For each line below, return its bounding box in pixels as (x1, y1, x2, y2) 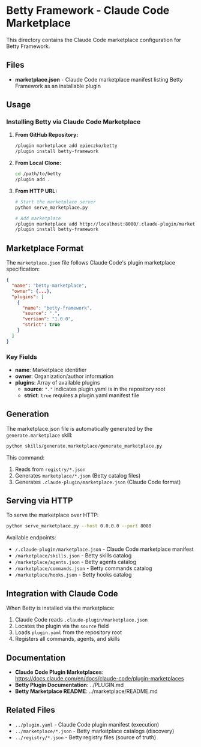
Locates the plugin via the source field (14, 622, 109, 630)
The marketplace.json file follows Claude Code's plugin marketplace (6, 259, 176, 266)
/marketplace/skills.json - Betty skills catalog (14, 552, 132, 559)
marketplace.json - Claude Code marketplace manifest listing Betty (14, 76, 183, 83)
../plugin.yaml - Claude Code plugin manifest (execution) (14, 721, 160, 728)
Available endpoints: (6, 534, 56, 541)
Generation (6, 409, 49, 419)
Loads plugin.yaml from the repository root (14, 629, 122, 636)
